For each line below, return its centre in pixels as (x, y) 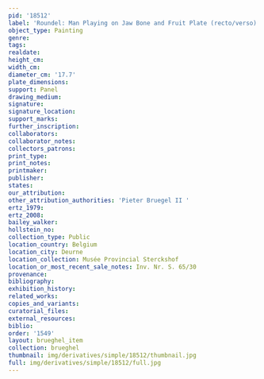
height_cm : (26, 60)
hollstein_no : (32, 230)
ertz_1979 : (26, 207)
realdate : (25, 52)
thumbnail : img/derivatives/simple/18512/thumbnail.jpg (102, 356)
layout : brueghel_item (46, 341)
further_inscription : (44, 126)
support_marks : (33, 119)
